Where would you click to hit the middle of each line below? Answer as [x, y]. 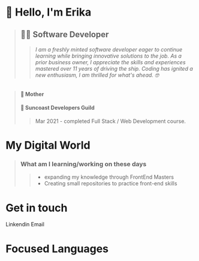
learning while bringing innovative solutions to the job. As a [108, 56]
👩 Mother [32, 94]
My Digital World [48, 145]
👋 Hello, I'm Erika [49, 12]
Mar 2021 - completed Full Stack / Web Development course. [111, 121]
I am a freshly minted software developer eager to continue [109, 50]
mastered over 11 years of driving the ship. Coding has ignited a [114, 69]
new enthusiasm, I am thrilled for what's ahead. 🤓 [97, 75]
